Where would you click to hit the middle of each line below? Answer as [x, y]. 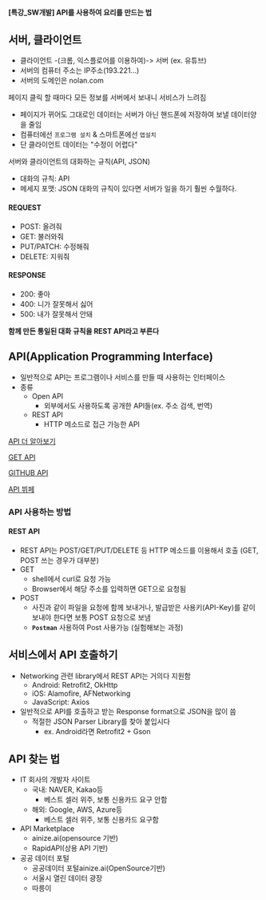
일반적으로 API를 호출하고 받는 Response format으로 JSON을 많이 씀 [128, 711]
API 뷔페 [22, 489]
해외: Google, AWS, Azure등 [77, 810]
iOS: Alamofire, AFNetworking [81, 693]
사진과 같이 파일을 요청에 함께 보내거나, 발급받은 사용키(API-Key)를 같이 [143, 607]
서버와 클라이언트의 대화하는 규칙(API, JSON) [79, 162]
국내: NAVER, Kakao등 [67, 790]
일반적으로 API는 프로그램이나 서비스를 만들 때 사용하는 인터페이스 [123, 377]
